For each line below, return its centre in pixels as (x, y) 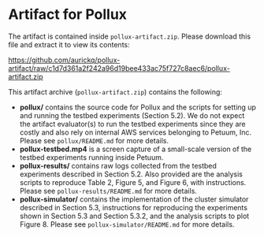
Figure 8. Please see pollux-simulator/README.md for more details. (127, 224)
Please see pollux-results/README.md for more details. (108, 191)
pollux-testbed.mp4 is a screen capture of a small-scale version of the (136, 149)
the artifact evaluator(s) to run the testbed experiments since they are (132, 124)
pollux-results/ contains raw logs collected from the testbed (118, 165)
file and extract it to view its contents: (69, 44)
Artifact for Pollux (68, 15)
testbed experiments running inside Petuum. (91, 157)
